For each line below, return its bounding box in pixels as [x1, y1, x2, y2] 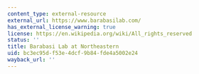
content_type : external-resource [7, 10, 107, 18]
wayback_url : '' [7, 56, 55, 63]
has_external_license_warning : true [7, 23, 116, 30]
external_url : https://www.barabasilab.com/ [7, 17, 141, 24]
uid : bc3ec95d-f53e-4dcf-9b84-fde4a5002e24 [7, 50, 139, 57]
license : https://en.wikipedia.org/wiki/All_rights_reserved [7, 30, 193, 37]
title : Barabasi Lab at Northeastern [7, 43, 119, 50]
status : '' [7, 37, 40, 44]
